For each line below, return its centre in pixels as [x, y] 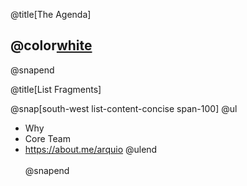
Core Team [47, 138]
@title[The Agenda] [51, 14]
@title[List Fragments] [56, 89]
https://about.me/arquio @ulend [91, 149]
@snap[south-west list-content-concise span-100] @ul [124, 108]
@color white [51, 45]
